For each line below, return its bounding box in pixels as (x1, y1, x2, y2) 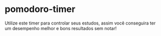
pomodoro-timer (5, 3, 76, 15)
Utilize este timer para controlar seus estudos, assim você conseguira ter (5, 20, 156, 26)
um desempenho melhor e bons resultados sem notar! (5, 25, 117, 31)
